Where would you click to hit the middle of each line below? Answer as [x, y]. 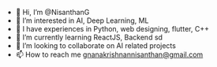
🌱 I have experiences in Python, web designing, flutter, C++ [112, 29]
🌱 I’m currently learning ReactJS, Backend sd [89, 37]
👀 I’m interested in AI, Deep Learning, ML [82, 20]
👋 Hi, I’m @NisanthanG [52, 12]
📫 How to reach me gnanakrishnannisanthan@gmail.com [109, 54]
